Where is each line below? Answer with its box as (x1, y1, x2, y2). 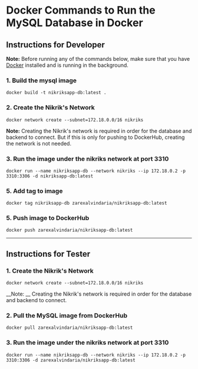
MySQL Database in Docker (6, 16, 143, 30)
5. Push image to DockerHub (6, 214, 90, 222)
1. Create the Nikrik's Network (6, 267, 94, 275)
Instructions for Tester (6, 249, 90, 259)
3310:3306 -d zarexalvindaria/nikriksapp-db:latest (6, 357, 136, 363)
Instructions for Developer (6, 40, 105, 50)
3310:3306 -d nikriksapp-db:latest (6, 173, 94, 179)
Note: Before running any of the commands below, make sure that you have (6, 56, 190, 62)
